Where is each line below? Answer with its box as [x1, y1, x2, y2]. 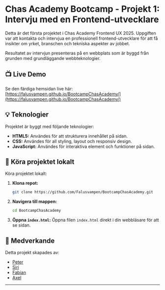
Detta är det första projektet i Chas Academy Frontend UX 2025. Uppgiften [5, 30, 156, 36]
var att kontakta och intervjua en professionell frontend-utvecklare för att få [5, 35, 158, 41]
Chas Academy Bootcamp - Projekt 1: [5, 3, 160, 15]
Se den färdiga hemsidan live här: [5, 86, 73, 91]
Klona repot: [12, 180, 38, 186]
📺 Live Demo [5, 70, 46, 79]
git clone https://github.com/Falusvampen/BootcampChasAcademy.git [12, 190, 153, 195]
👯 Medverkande [5, 236, 55, 245]
